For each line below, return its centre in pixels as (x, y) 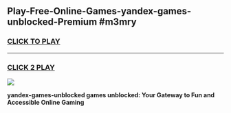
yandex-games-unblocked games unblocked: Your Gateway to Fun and (111, 95)
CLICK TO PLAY (34, 42)
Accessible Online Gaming (46, 102)
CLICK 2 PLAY (31, 67)
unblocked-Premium (52, 22)
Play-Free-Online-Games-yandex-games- (99, 11)
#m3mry (118, 22)
